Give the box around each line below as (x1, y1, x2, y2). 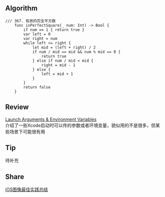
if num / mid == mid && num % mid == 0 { (32, 49, 121, 55)
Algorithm (5, 4, 38, 13)
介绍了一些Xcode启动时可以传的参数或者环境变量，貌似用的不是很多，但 (5, 122, 156, 128)
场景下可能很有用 (9, 128, 45, 134)
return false (23, 84, 51, 90)
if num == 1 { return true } (23, 27, 85, 32)
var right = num (23, 36, 58, 41)
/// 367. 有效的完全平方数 (5, 18, 56, 23)
